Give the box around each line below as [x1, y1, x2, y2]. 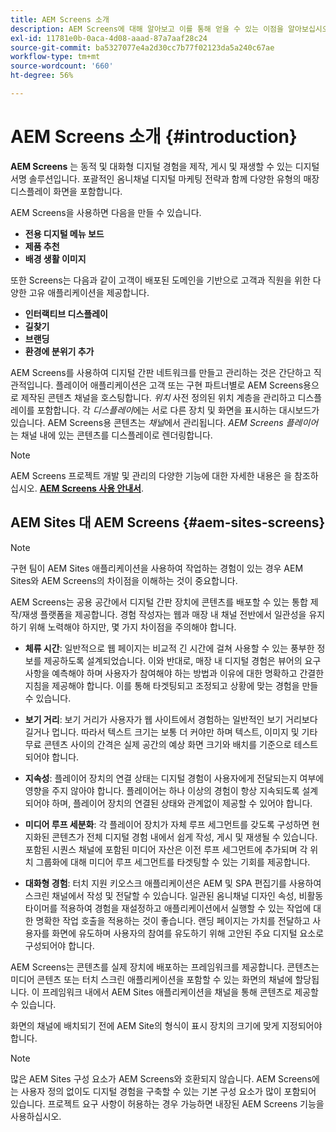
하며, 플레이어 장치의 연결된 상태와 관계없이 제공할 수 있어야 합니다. [51, 797, 313, 809]
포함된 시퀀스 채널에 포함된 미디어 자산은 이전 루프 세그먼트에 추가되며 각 [24, 843, 308, 855]
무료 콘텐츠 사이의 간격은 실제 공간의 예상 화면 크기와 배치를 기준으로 [24, 738, 292, 750]
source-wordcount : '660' [10, 61, 114, 71]
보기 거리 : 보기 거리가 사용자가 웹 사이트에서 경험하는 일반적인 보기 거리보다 [24, 713, 318, 725]
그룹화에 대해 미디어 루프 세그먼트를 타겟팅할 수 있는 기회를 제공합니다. [35, 856, 311, 868]
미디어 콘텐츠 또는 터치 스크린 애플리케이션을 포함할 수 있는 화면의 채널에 [10, 973, 293, 985]
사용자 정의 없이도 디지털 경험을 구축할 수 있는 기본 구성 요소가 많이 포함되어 [20, 1085, 317, 1097]
